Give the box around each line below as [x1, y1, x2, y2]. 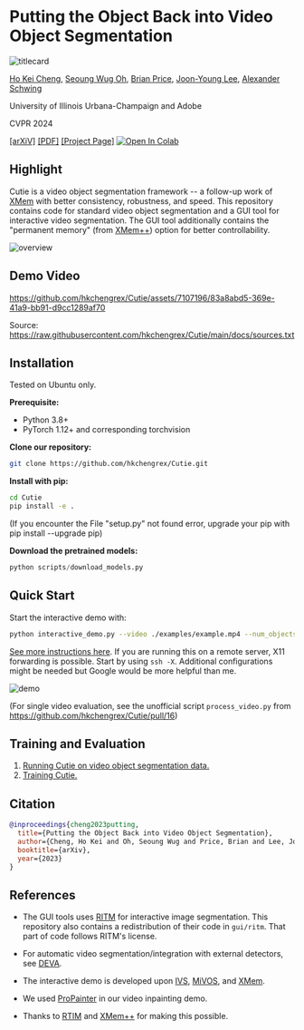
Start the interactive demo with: [9, 612, 127, 623]
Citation [9, 796, 56, 811]
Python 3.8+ [22, 414, 70, 425]
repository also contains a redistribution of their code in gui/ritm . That [22, 921, 286, 932]
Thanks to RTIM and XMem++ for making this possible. [22, 1011, 229, 1022]
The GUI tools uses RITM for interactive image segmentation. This [22, 911, 269, 922]
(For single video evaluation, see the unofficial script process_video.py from [9, 700, 291, 711]
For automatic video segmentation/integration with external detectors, [22, 948, 283, 959]
